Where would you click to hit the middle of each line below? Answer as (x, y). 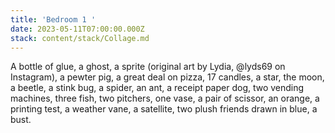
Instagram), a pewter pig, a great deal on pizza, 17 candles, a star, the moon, (167, 77)
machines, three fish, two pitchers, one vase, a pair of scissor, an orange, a (165, 98)
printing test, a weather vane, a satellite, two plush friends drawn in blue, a (164, 109)
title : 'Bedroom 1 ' (53, 19)
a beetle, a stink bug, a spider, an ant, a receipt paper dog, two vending (157, 88)
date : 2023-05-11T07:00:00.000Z (77, 29)
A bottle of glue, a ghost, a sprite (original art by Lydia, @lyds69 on (148, 67)
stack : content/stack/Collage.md (80, 38)
